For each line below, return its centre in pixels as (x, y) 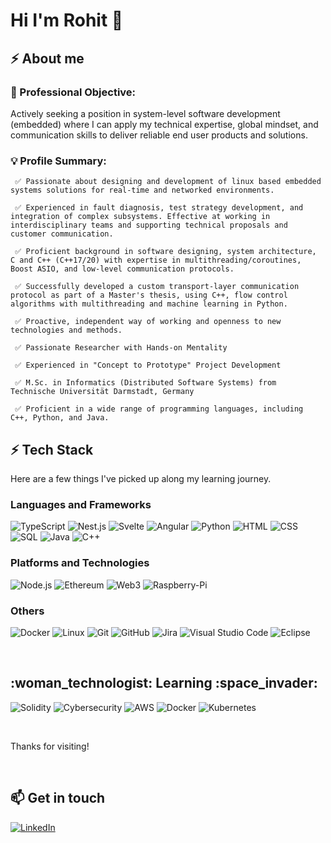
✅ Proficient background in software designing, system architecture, (165, 252)
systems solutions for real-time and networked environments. (142, 190)
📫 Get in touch (58, 798)
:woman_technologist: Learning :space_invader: (164, 683)
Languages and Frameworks (81, 504)
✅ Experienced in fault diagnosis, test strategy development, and (159, 208)
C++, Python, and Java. (60, 418)
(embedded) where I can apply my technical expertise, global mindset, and (164, 124)
